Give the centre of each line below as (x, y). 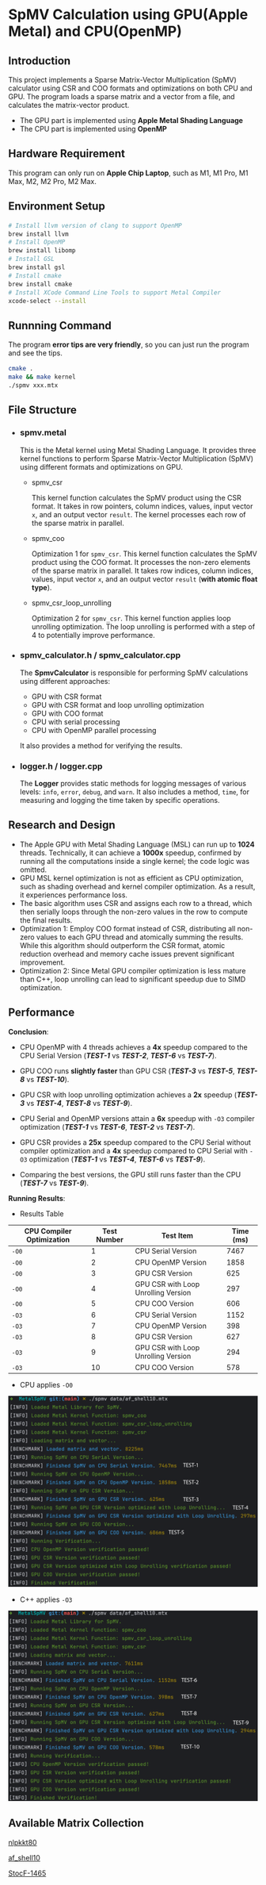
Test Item (177, 1235)
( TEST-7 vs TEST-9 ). (54, 1183)
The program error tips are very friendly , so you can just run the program (129, 345)
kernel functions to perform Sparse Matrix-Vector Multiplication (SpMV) (137, 459)
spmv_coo (48, 538)
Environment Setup (57, 207)
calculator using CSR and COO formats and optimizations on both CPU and (131, 88)
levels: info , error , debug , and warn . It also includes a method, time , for (134, 792)
